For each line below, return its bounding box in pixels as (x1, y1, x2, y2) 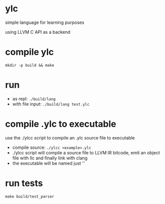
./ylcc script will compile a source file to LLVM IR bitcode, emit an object (12, 149, 160, 155)
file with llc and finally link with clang (12, 155, 88, 161)
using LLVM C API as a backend (5, 29, 71, 35)
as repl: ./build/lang (12, 95, 56, 102)
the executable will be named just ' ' (12, 160, 85, 166)
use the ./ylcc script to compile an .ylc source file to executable (5, 135, 135, 140)
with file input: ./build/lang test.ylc (12, 101, 89, 107)
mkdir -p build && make (5, 63, 55, 68)
